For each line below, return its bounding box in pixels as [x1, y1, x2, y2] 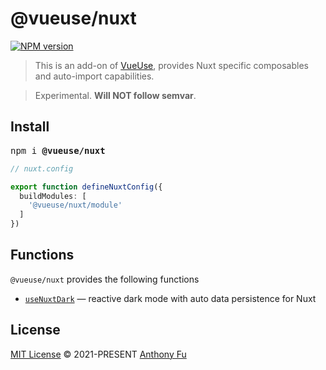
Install [10, 118, 50, 136]
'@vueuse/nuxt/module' [28, 200, 123, 211]
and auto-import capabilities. [34, 70, 155, 82]
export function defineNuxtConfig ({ [10, 182, 163, 192]
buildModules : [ [19, 191, 87, 201]
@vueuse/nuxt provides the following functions [10, 273, 200, 285]
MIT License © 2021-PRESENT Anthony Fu [10, 348, 187, 360]
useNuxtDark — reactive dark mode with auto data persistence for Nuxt [24, 292, 317, 304]
